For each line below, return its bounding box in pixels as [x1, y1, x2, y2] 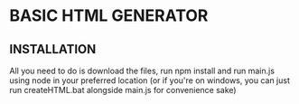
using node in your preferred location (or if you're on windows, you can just [9, 75, 291, 86]
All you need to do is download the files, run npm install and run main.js [9, 65, 276, 76]
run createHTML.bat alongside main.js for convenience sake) [9, 85, 237, 95]
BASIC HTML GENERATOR [9, 5, 209, 26]
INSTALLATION [9, 42, 97, 57]
